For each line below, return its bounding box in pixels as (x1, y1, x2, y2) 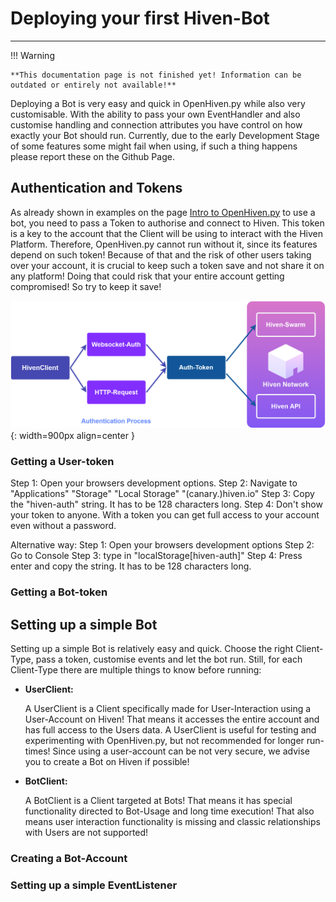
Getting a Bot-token (10, 585, 108, 599)
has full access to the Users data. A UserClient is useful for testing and (24, 724, 317, 736)
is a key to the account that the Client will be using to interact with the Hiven (10, 227, 323, 239)
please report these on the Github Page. (10, 150, 175, 162)
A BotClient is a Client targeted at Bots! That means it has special (24, 795, 293, 807)
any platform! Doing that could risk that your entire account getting (10, 270, 285, 282)
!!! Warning (10, 49, 55, 61)
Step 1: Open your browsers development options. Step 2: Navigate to (10, 477, 298, 489)
